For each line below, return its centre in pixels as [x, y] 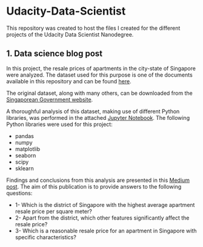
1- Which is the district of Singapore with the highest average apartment [105, 204]
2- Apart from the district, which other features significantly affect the [102, 218]
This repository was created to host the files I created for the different [93, 28]
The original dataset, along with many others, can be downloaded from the [99, 93]
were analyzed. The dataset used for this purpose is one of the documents [99, 75]
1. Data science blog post [55, 54]
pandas [25, 136]
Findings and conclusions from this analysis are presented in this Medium [98, 180]
